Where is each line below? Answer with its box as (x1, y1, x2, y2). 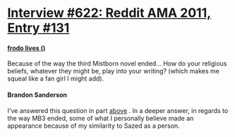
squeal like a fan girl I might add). (7, 74, 104, 83)
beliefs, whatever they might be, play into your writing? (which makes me (7, 67, 220, 76)
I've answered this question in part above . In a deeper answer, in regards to (7, 106, 229, 114)
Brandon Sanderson (7, 90, 68, 99)
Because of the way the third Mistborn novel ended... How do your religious (7, 59, 227, 68)
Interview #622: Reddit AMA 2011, (7, 5, 212, 21)
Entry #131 (7, 20, 70, 36)
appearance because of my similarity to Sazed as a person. (7, 121, 180, 130)
